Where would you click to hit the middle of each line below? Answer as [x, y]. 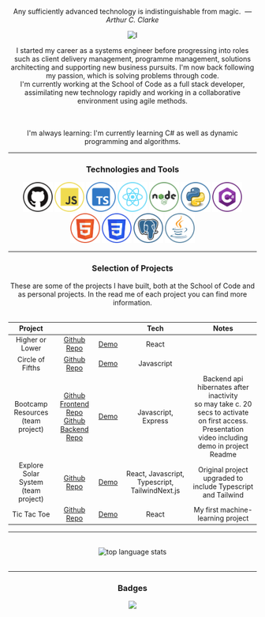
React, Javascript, [155, 474]
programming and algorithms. [132, 141]
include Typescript [223, 486]
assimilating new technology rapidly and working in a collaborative [132, 93]
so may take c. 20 [223, 403]
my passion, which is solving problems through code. [132, 76]
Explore [31, 465]
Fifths [31, 368]
